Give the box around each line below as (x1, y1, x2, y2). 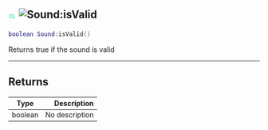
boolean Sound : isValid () (8, 30, 91, 38)
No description (45, 110, 94, 120)
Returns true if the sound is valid (8, 45, 116, 54)
